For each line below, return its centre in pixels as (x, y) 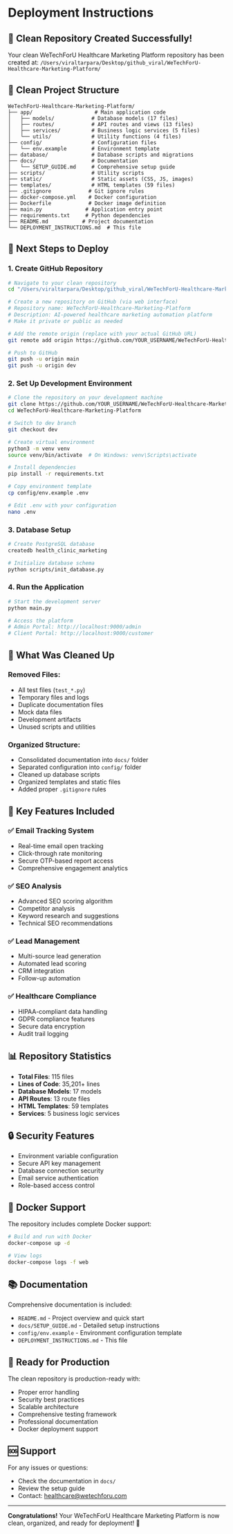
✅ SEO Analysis (35, 886)
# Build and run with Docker (50, 1237)
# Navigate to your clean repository (62, 283)
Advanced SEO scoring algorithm (65, 901)
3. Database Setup (39, 530)
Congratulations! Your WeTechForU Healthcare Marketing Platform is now (114, 1516)
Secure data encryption (52, 1026)
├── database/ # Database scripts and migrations (101, 155)
